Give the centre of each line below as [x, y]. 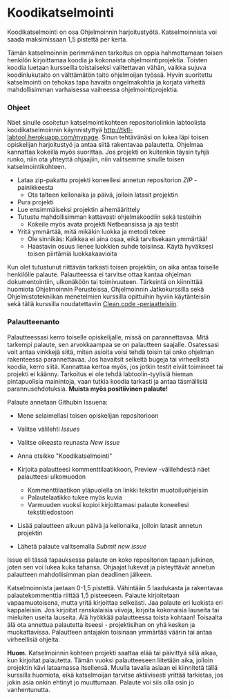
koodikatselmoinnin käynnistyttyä [55, 130]
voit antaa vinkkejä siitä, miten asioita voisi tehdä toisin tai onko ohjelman [111, 352]
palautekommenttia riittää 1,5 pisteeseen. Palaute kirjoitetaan [93, 595]
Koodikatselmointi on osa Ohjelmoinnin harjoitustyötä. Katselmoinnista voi [112, 32]
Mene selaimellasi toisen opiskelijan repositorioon [88, 415]
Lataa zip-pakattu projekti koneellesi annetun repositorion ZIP [105, 180]
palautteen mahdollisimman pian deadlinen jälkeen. [80, 574]
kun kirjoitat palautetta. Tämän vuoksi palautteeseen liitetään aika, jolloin [110, 660]
